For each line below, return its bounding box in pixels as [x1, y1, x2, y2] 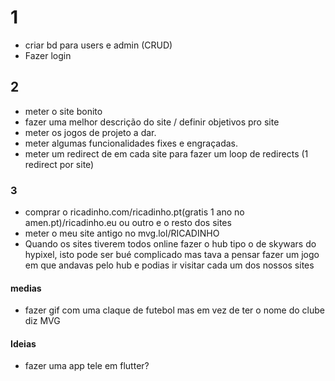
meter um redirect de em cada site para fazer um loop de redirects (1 [24, 147, 309, 160]
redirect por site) [24, 158, 95, 170]
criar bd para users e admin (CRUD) [24, 39, 173, 51]
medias [10, 282, 42, 294]
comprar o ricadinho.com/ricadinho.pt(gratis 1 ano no [24, 206, 245, 218]
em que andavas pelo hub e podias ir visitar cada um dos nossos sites [24, 259, 315, 271]
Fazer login [24, 49, 72, 61]
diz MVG [24, 315, 61, 327]
